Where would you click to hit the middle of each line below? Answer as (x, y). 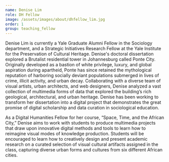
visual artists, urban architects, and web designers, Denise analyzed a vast (83, 86)
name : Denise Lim (24, 10)
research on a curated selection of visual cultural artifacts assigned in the (82, 144)
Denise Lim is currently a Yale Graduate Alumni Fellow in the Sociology (79, 43)
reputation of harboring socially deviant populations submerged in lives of (82, 75)
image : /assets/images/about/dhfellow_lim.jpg (55, 19)
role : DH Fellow (22, 15)
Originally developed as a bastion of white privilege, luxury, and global (78, 65)
